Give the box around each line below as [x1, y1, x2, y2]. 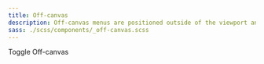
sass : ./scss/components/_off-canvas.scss [8, 26, 149, 34]
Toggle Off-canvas [8, 48, 69, 57]
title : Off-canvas [8, 11, 68, 20]
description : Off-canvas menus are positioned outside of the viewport [8, 19, 247, 27]
